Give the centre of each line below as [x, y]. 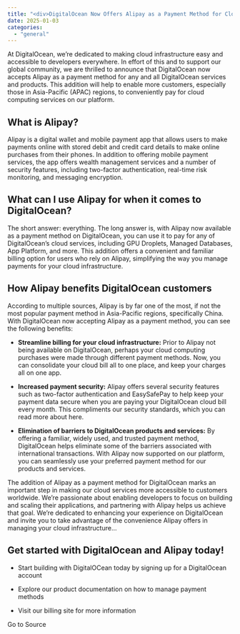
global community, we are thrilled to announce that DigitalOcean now [109, 69]
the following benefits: [40, 328]
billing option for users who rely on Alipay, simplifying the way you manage [118, 258]
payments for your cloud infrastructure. [65, 266]
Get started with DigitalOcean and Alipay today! [116, 550]
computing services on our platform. [61, 100]
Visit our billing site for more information [77, 610]
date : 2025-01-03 [33, 21]
